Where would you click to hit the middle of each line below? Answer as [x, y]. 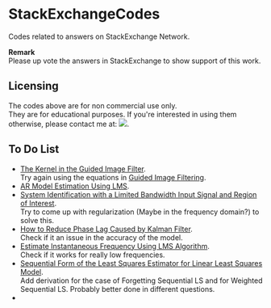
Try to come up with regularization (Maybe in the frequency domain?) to [140, 212]
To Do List [34, 149]
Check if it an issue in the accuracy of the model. [101, 237]
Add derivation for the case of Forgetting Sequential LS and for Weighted [141, 281]
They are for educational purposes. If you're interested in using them [123, 114]
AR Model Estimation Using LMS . [75, 186]
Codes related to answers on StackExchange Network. [99, 36]
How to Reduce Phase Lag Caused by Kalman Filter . [106, 229]
